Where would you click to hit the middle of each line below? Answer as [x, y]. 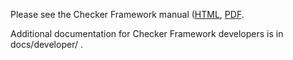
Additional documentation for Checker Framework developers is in [147, 33]
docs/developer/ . [46, 44]
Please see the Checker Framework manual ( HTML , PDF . [127, 14]
